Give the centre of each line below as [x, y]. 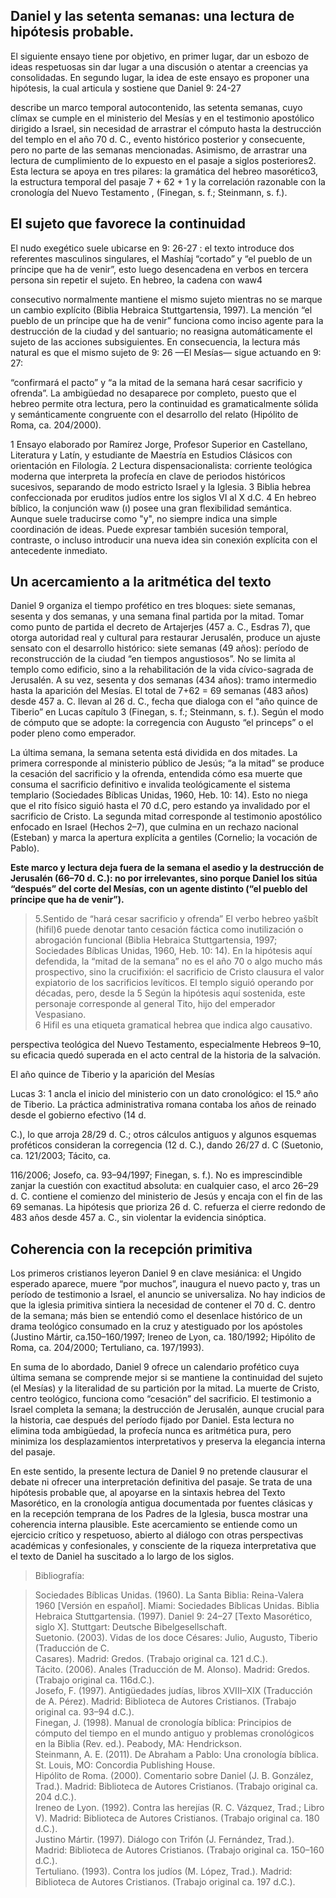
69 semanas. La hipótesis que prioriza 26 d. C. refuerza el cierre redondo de [168, 1207]
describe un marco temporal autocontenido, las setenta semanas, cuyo [156, 107]
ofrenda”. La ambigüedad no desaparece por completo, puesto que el [153, 393]
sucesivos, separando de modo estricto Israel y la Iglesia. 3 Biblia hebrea [161, 486]
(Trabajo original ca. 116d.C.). [94, 1680]
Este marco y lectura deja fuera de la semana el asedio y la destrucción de [167, 868]
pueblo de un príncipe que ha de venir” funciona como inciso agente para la [167, 320]
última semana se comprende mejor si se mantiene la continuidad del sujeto [166, 1378]
